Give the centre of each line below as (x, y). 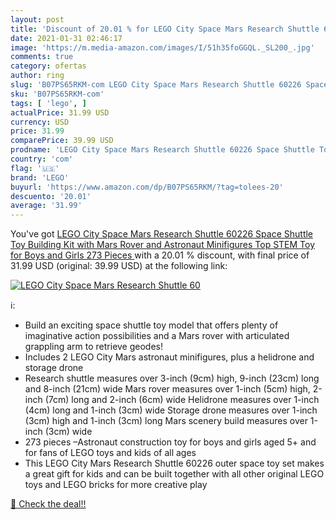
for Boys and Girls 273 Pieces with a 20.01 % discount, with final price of (160, 255)
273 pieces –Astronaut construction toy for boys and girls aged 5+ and (170, 442)
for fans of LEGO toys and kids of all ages (110, 453)
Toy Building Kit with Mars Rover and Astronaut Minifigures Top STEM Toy (163, 245)
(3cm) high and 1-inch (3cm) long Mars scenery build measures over (166, 421)
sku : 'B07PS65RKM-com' (57, 94)
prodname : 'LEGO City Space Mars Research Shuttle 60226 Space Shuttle (162, 150)
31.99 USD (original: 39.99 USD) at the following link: (119, 266)
